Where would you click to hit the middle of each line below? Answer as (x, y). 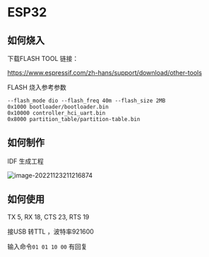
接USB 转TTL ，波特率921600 (50, 232)
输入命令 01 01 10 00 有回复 (47, 246)
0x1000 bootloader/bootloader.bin (58, 107)
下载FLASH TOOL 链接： (43, 58)
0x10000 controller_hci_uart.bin (56, 113)
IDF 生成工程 (26, 161)
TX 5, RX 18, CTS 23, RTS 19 (48, 217)
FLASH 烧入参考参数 (37, 87)
